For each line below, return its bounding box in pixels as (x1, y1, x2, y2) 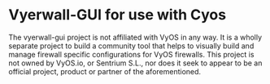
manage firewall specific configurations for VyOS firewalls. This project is (8, 49, 255, 59)
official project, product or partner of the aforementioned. (8, 66, 202, 76)
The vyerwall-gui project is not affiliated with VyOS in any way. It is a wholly (8, 32, 263, 42)
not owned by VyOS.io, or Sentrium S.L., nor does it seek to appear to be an (8, 58, 263, 68)
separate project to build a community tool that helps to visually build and (8, 40, 255, 50)
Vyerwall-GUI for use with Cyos (8, 6, 226, 24)
